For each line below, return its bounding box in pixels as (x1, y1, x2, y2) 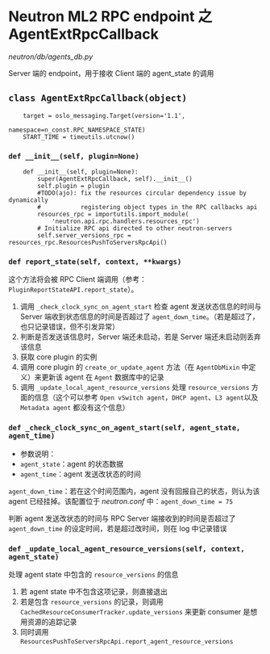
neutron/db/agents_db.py (8, 52, 93, 61)
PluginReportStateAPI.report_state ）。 (8, 284, 139, 295)
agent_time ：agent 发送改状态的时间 (19, 469, 141, 479)
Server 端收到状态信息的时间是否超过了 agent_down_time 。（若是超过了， (19, 312, 260, 321)
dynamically (8, 196, 48, 204)
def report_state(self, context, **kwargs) (8, 257, 182, 266)
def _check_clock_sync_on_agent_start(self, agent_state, (8, 423, 241, 433)
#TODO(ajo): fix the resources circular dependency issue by (37, 189, 247, 198)
